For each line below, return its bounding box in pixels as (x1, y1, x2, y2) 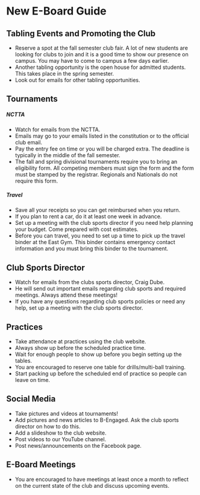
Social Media (6, 394, 56, 404)
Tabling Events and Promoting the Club (6, 28, 156, 39)
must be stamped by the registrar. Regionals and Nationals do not (14, 171, 178, 178)
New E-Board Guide (6, 4, 107, 18)
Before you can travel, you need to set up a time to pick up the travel (14, 232, 186, 239)
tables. (14, 357, 32, 364)
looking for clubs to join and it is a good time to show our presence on (14, 51, 189, 58)
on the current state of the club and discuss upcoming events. (14, 482, 170, 489)
